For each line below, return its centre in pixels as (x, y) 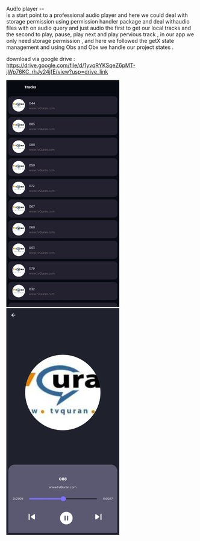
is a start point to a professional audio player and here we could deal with (97, 15)
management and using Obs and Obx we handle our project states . (90, 47)
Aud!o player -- (25, 9)
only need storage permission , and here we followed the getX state (90, 41)
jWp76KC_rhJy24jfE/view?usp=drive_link (57, 72)
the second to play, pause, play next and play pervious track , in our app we (100, 34)
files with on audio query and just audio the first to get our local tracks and (99, 28)
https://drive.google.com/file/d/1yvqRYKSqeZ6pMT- (71, 65)
